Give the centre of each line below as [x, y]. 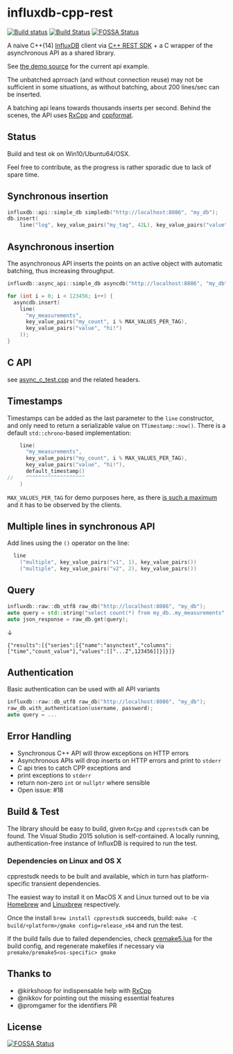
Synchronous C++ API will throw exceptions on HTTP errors [103, 753]
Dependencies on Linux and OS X [64, 861]
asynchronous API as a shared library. [61, 53]
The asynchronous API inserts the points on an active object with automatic [115, 263]
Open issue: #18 [40, 790]
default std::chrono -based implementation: [69, 433]
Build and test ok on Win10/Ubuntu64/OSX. [69, 153]
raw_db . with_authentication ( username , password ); [80, 709]
